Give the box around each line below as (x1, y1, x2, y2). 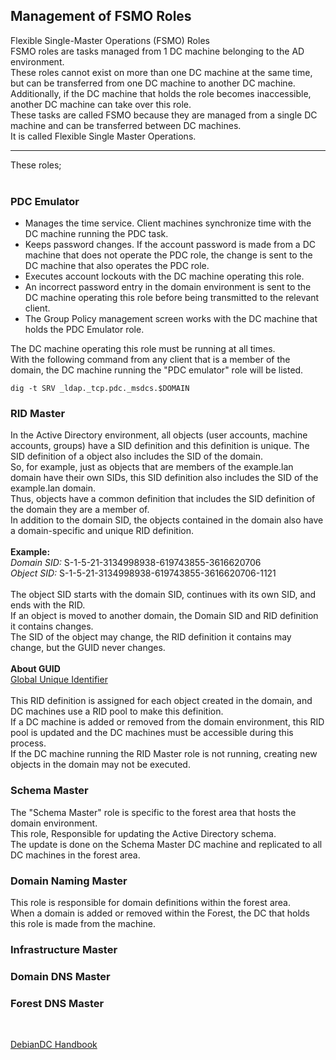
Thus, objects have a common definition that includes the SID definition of (10, 493, 316, 505)
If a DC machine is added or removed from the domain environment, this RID (10, 716, 325, 728)
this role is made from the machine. (10, 918, 157, 929)
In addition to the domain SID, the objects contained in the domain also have (10, 514, 324, 526)
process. (10, 737, 47, 749)
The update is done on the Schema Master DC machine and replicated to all (10, 838, 323, 850)
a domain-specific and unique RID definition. (10, 525, 194, 537)
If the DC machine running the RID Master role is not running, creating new (10, 748, 318, 760)
